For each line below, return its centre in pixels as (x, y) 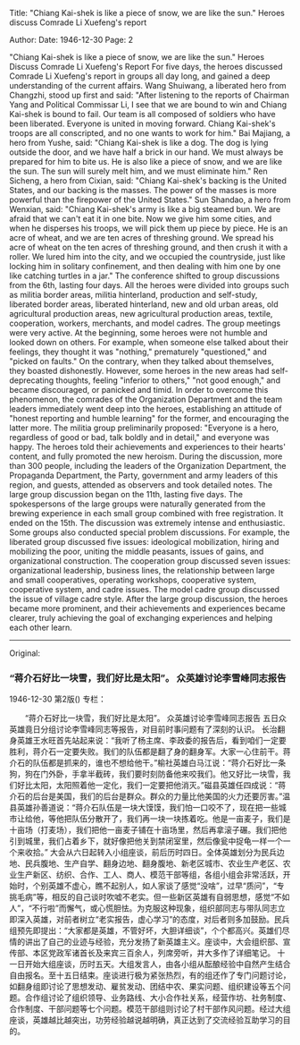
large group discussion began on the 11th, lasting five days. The (126, 494)
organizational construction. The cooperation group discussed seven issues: (150, 561)
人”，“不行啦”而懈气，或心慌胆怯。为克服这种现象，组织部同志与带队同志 (144, 908)
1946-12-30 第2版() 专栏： (58, 699)
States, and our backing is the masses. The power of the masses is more (143, 190)
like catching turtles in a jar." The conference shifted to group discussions (145, 276)
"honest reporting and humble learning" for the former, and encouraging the (149, 418)
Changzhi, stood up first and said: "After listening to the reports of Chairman (150, 95)
